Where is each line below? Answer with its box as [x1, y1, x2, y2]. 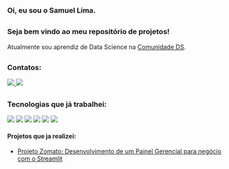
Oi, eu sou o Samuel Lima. [7, 6, 96, 15]
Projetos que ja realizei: [7, 132, 76, 140]
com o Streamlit [17, 154, 63, 163]
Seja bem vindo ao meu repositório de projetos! [7, 27, 170, 37]
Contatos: [7, 63, 42, 73]
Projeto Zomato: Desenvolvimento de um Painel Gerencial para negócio [17, 148, 222, 156]
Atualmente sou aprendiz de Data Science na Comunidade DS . [7, 42, 186, 51]
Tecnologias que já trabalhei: [7, 99, 108, 109]
